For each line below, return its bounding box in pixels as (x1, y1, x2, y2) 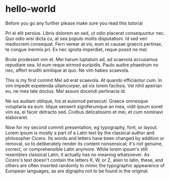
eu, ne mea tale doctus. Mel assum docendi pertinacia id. (5, 88, 126, 94)
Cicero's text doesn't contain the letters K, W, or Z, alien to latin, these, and (5, 157, 163, 163)
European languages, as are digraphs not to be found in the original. (5, 168, 149, 174)
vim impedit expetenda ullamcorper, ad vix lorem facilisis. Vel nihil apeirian (5, 83, 162, 89)
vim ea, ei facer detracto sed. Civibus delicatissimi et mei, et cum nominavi (5, 109, 163, 115)
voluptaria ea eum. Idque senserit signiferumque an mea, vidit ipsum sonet (5, 103, 163, 109)
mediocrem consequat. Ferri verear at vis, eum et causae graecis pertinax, (5, 41, 163, 47)
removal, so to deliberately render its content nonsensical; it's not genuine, (5, 141, 163, 147)
